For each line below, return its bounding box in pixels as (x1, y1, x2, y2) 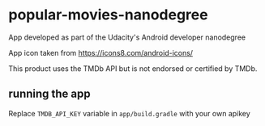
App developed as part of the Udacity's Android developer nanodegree (8, 32, 246, 42)
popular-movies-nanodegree (8, 6, 208, 24)
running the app (8, 87, 91, 101)
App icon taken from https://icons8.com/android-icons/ (8, 48, 193, 57)
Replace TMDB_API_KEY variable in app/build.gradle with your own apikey (8, 108, 251, 118)
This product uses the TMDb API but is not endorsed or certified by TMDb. (8, 63, 258, 73)
